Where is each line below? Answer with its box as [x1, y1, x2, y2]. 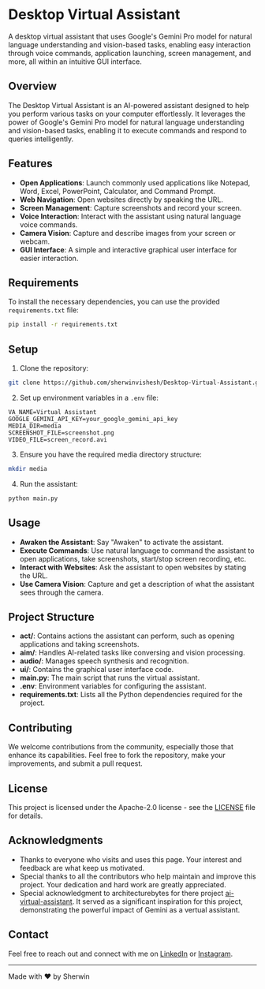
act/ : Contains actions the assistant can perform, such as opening [19, 631, 235, 640]
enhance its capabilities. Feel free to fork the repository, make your [8, 751, 226, 760]
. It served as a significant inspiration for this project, [72, 897, 243, 906]
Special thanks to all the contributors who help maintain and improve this [19, 871, 256, 881]
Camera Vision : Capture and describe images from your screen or [19, 228, 236, 237]
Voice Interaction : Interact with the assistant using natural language [19, 211, 241, 221]
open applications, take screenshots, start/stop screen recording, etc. [19, 554, 247, 563]
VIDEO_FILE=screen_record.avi [8, 435, 108, 443]
